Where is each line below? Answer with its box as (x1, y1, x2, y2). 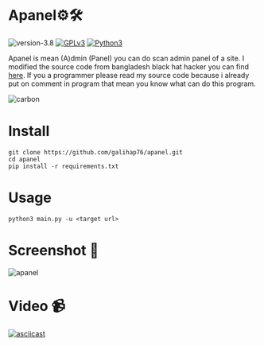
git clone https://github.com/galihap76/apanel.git (8, 148, 183, 156)
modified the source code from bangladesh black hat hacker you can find (8, 61, 249, 72)
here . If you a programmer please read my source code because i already (8, 70, 250, 80)
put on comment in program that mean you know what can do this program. (8, 79, 256, 88)
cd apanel (8, 155, 41, 163)
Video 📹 (8, 297, 66, 315)
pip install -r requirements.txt (8, 162, 119, 170)
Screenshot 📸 (8, 242, 99, 259)
